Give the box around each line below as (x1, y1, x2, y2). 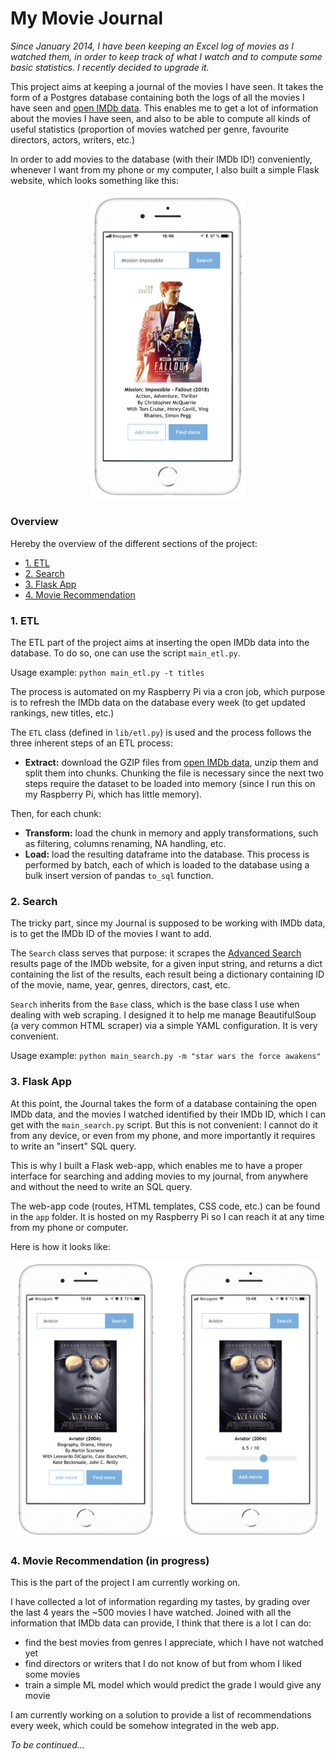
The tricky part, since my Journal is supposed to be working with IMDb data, (10, 917, 326, 929)
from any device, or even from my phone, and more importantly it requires (10, 1129, 316, 1141)
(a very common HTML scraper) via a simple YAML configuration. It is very (10, 1020, 318, 1032)
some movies (24, 1668, 81, 1681)
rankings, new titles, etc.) (10, 707, 115, 719)
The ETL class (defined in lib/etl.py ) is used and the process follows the (10, 727, 312, 739)
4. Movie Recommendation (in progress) (10, 1553, 210, 1567)
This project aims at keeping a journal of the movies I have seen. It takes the (10, 80, 324, 92)
